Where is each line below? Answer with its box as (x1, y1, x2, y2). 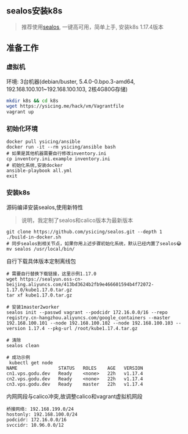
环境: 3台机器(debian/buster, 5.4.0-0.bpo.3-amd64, (6, 78, 136, 85)
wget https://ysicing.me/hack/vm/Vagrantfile (6, 103, 124, 109)
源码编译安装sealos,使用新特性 (6, 204, 84, 211)
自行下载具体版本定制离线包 (6, 257, 76, 265)
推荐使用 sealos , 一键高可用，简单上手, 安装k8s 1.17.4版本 (21, 23, 164, 31)
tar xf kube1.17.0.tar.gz (6, 292, 72, 298)
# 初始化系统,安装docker (6, 163, 63, 169)
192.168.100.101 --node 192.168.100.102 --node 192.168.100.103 (6, 320, 173, 326)
